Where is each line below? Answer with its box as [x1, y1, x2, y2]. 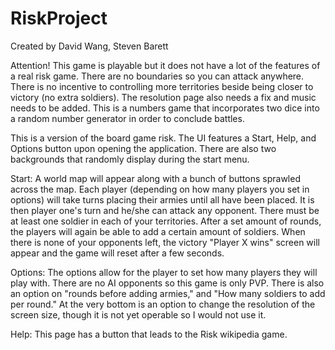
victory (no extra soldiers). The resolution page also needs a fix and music [10, 91, 317, 103]
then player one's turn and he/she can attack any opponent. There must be [10, 204, 320, 216]
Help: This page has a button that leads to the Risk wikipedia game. [10, 328, 288, 340]
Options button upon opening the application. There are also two [10, 142, 277, 154]
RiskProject [10, 7, 108, 30]
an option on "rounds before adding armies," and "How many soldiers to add [10, 287, 326, 299]
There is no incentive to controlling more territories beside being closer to [10, 80, 314, 92]
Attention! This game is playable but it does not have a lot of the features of [10, 59, 321, 71]
